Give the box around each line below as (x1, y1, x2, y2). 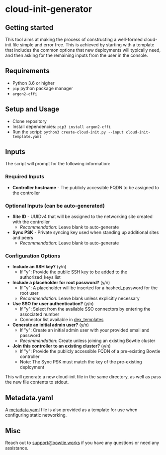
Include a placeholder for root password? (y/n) (12, 280, 110, 286)
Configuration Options (5, 252, 61, 259)
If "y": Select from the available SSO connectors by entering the (19, 306, 151, 312)
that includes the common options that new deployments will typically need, (5, 47, 161, 53)
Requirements (5, 67, 50, 75)
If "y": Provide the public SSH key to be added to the (19, 269, 128, 275)
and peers (12, 235, 33, 241)
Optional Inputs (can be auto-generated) (5, 202, 105, 209)
